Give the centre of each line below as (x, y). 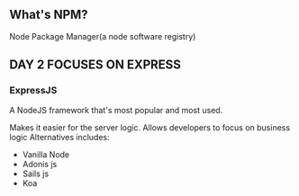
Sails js (36, 174)
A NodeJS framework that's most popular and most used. (116, 110)
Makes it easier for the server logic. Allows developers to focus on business (150, 127)
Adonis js (40, 164)
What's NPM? (49, 15)
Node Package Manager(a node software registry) (103, 36)
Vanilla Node (46, 154)
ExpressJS (33, 91)
